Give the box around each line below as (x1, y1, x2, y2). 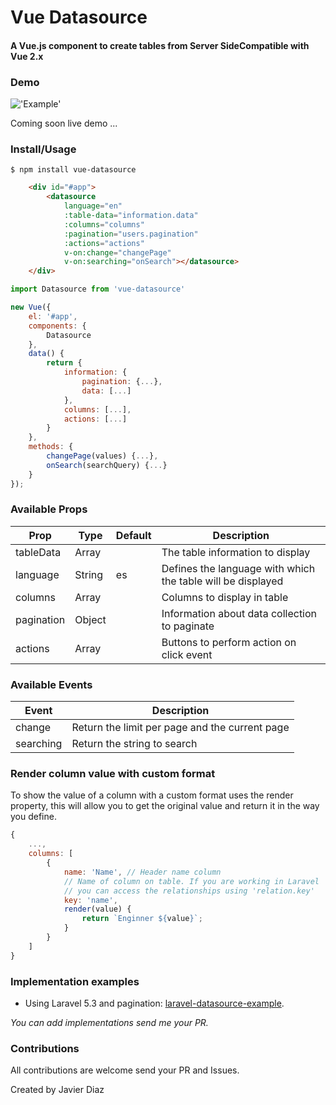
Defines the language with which (161, 561, 316, 575)
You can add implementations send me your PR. (10, 1016, 209, 1028)
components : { (28, 321, 87, 331)
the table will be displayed (161, 574, 284, 588)
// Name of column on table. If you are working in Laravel (63, 876, 320, 886)
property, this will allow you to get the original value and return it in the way (10, 800, 320, 812)
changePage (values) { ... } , (46, 451, 159, 461)
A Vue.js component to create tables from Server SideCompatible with (10, 39, 310, 51)
